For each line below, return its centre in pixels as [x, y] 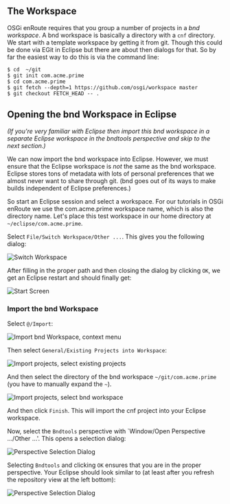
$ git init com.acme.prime [46, 75]
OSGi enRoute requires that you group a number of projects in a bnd [104, 27]
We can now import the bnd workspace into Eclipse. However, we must [108, 159]
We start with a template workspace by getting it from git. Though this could [115, 42]
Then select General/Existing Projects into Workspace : [87, 350]
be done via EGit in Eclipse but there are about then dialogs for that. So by [112, 49]
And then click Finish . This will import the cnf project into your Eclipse [106, 410]
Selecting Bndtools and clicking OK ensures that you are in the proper [104, 465]
